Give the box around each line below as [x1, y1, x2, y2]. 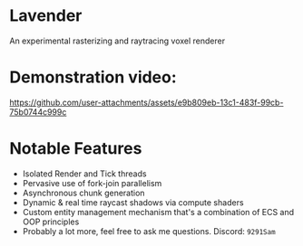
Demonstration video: [9, 67, 177, 88]
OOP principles [22, 216, 80, 227]
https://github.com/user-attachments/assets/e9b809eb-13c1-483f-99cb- [9, 97, 284, 108]
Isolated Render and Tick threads [22, 168, 147, 179]
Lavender [9, 5, 83, 26]
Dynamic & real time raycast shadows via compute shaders [22, 196, 244, 208]
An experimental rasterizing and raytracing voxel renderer [9, 35, 225, 46]
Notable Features [9, 138, 142, 159]
